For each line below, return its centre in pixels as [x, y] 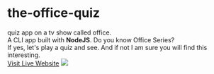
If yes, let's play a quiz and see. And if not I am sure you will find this [107, 47]
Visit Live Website [33, 63]
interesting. [24, 55]
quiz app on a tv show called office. [60, 32]
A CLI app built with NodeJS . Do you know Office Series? [91, 39]
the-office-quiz [54, 13]
